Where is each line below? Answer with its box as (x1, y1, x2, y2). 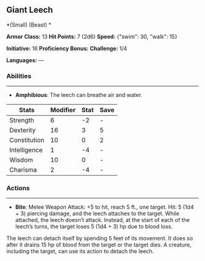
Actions (6, 184, 31, 193)
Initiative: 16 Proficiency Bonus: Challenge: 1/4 (6, 45, 128, 52)
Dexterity (9, 126, 36, 135)
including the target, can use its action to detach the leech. (6, 248, 154, 255)
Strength (9, 116, 35, 124)
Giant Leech (6, 5, 53, 15)
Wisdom (9, 156, 34, 164)
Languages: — (6, 56, 45, 63)
